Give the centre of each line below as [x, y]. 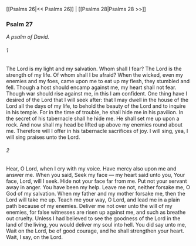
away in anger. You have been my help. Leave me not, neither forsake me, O [98, 187]
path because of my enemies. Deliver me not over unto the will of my [89, 206]
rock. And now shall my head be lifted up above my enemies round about [94, 124]
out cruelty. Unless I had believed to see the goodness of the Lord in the [93, 218]
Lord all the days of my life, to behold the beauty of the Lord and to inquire [96, 106]
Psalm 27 [20, 24]
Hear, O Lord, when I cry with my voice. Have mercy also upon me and [91, 168]
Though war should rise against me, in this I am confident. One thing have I [97, 93]
